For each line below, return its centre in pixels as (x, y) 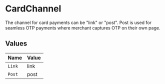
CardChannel (33, 9)
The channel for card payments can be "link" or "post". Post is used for (78, 22)
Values (16, 44)
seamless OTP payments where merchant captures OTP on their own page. (83, 27)
